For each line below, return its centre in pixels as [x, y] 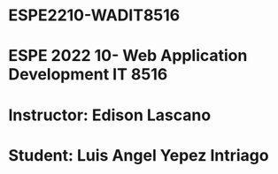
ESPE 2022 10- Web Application [128, 56]
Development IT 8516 [88, 75]
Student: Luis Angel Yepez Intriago [139, 155]
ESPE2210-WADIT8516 [94, 15]
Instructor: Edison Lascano [110, 115]
